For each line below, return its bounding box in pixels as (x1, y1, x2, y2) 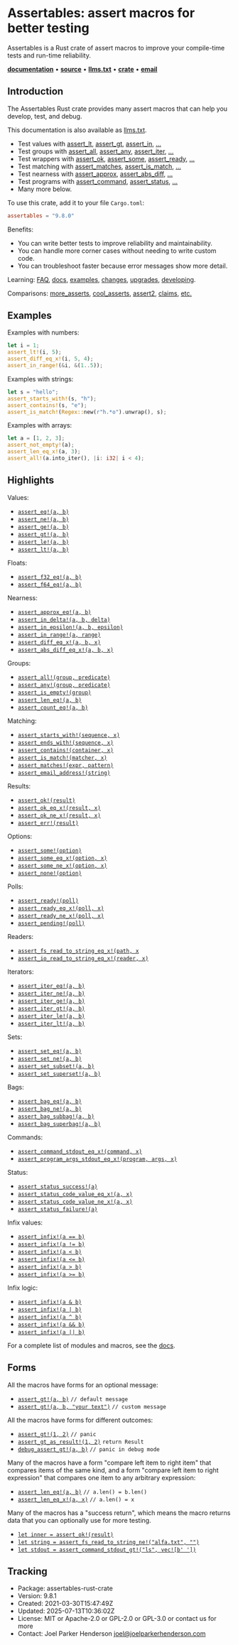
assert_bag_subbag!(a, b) (17, 1113, 94, 1120)
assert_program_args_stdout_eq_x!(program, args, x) (17, 1156, 178, 1163)
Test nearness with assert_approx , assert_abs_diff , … (17, 169, 173, 178)
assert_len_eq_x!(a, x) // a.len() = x (17, 1496, 135, 1503)
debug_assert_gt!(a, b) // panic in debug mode (17, 1445, 160, 1453)
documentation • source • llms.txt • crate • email (7, 65, 158, 73)
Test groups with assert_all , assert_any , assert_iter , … (17, 147, 174, 156)
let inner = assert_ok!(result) (17, 1531, 114, 1538)
